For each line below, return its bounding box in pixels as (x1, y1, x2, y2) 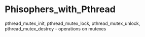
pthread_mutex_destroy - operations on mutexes (5, 25, 106, 31)
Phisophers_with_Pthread (5, 4, 116, 15)
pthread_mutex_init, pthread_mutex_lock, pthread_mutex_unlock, (5, 20, 140, 26)
